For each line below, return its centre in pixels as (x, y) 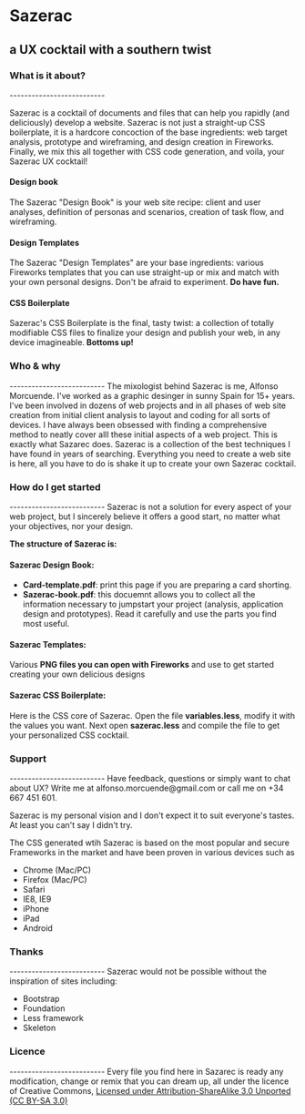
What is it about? (48, 76)
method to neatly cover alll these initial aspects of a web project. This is (143, 434)
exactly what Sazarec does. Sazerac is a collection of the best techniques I (150, 444)
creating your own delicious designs (77, 674)
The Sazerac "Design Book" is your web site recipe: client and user (135, 202)
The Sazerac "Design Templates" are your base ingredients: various (137, 263)
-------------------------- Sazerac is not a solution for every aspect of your (151, 507)
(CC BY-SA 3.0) (39, 1100)
